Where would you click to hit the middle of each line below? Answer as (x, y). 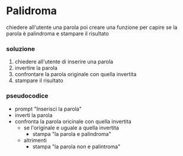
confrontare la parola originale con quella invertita (76, 74)
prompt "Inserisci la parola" (48, 109)
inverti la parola (33, 115)
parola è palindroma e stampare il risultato (58, 33)
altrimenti (35, 140)
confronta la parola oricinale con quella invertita (73, 121)
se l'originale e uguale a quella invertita (71, 128)
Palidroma (32, 11)
